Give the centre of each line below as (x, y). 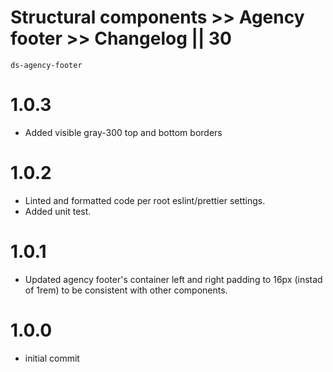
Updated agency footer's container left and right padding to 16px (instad (173, 279)
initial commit (52, 358)
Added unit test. (58, 211)
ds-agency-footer (46, 65)
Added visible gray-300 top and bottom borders (123, 132)
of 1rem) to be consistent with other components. (126, 290)
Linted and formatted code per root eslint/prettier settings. (145, 200)
